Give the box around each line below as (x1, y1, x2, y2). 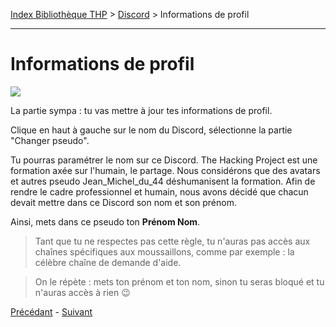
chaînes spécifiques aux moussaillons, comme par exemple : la (34, 245, 295, 258)
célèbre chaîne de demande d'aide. (34, 256, 182, 268)
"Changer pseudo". (10, 134, 90, 146)
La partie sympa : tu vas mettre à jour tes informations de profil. (10, 104, 273, 116)
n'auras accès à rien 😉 (34, 286, 131, 298)
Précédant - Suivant (10, 305, 93, 318)
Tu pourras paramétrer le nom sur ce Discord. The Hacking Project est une (10, 154, 318, 166)
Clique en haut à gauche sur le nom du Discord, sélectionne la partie (10, 124, 293, 136)
